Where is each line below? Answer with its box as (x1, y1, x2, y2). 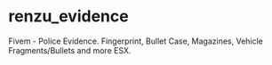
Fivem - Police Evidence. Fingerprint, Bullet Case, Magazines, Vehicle (8, 36, 264, 46)
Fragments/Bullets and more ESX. (8, 45, 132, 55)
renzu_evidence (8, 6, 130, 27)
